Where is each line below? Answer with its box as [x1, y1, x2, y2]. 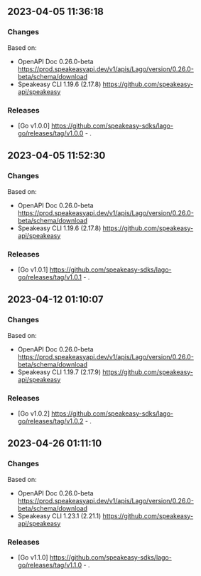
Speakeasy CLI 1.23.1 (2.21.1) [17, 511, 102, 520]
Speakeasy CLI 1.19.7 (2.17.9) [17, 367, 102, 376]
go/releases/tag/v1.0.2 [17, 416, 84, 425]
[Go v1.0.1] [17, 265, 48, 274]
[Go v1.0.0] [17, 121, 50, 130]
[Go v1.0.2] [17, 409, 50, 418]
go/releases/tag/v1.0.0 [17, 128, 84, 138]
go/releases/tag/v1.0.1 [17, 272, 82, 281]
